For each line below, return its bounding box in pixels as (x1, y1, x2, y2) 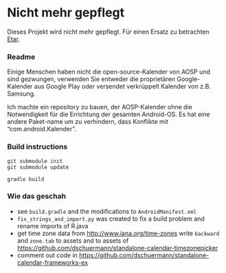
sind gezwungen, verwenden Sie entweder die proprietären (7, 75, 176, 83)
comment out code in (16, 251, 78, 259)
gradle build (7, 175, 45, 183)
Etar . (7, 34, 21, 43)
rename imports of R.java (16, 221, 89, 230)
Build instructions (7, 142, 68, 152)
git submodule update (7, 164, 69, 171)
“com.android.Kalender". (7, 125, 77, 133)
